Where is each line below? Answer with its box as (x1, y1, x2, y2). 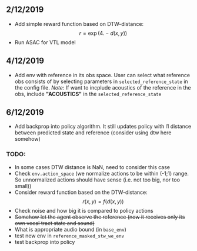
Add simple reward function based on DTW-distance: (14, 20, 144, 27)
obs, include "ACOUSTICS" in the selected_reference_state (14, 90, 162, 97)
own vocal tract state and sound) (14, 219, 95, 226)
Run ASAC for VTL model (14, 38, 76, 46)
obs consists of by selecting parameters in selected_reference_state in (14, 78, 188, 85)
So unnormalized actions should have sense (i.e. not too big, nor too (14, 176, 181, 183)
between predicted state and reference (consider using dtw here (14, 129, 172, 136)
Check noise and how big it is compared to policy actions (14, 207, 154, 214)
